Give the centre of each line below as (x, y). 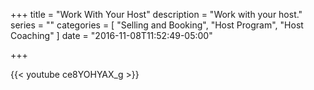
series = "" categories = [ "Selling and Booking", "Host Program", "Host (157, 25)
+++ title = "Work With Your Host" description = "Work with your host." (156, 14)
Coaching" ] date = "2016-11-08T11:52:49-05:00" (111, 35)
